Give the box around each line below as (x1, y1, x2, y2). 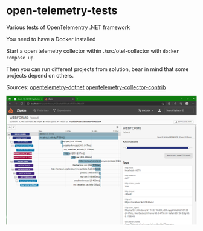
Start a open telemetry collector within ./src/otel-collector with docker (6, 47, 179, 55)
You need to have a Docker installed (6, 35, 96, 42)
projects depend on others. (6, 72, 74, 79)
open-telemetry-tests (6, 4, 118, 18)
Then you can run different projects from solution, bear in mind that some (6, 65, 189, 73)
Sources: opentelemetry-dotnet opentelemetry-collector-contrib (6, 83, 166, 91)
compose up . (6, 53, 35, 61)
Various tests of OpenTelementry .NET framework (6, 24, 130, 31)
